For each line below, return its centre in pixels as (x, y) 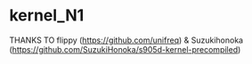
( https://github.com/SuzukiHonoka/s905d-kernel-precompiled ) (125, 49)
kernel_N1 (47, 16)
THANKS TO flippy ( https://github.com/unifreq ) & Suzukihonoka (126, 40)
